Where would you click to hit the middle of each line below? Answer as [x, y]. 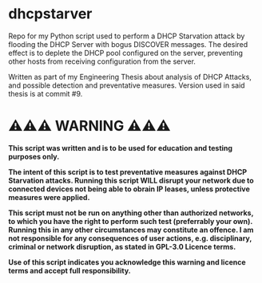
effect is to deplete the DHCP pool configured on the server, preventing [126, 53]
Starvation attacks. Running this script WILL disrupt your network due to [131, 180]
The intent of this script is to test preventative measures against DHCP [128, 171]
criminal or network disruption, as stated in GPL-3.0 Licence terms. [122, 246]
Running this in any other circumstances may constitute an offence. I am [131, 230]
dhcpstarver [50, 14]
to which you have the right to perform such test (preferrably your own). [131, 221]
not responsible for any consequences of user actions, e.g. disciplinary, [130, 238]
